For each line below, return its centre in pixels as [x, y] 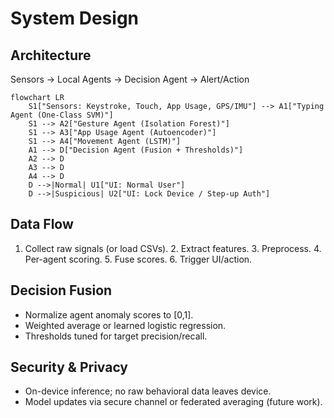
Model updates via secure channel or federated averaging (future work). [173, 402]
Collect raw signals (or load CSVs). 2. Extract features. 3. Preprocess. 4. [173, 248]
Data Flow [42, 224]
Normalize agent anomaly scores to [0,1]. [109, 314]
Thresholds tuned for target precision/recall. [116, 336]
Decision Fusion [61, 290]
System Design [75, 18]
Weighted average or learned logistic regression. [125, 325]
